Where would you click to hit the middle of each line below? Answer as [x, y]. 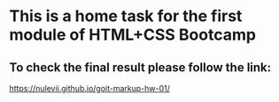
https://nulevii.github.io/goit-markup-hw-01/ [90, 88]
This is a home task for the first [126, 16]
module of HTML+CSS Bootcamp [133, 35]
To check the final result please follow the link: [140, 67]
